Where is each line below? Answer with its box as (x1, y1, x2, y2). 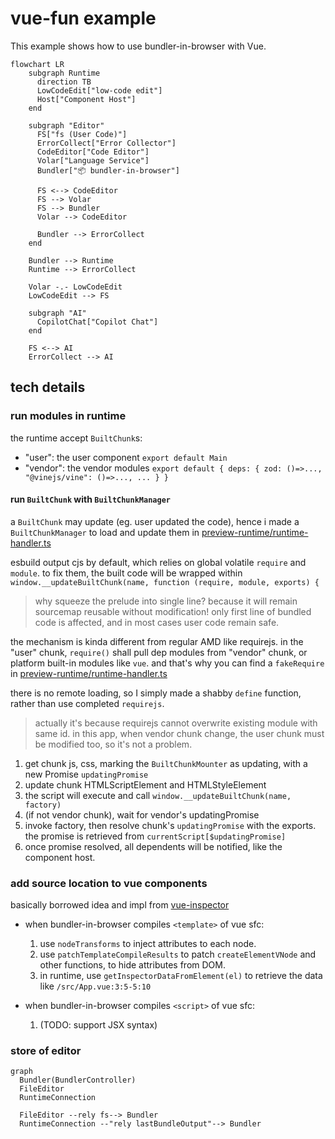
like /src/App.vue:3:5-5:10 (39, 980, 152, 992)
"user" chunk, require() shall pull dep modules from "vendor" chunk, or (10, 646, 308, 658)
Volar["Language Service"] (36, 155, 150, 166)
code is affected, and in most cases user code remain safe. (34, 616, 280, 628)
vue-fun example (10, 7, 157, 30)
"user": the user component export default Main (24, 451, 228, 463)
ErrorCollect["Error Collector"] (36, 138, 177, 148)
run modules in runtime (10, 409, 127, 423)
